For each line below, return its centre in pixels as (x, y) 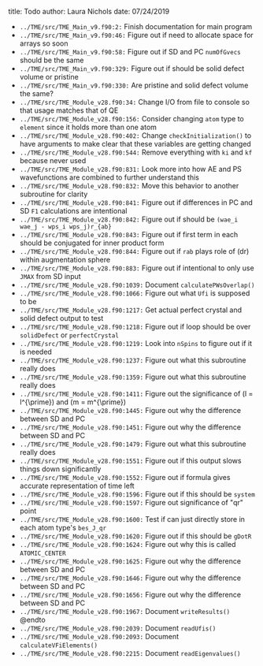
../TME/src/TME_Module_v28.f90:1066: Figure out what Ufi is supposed (135, 293)
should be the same (52, 60)
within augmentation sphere (65, 260)
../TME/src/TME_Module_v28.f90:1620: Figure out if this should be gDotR (135, 536)
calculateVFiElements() (59, 646)
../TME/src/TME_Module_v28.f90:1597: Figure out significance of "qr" (131, 502)
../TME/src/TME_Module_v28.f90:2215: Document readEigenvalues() (130, 653)
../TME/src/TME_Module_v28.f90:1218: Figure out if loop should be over (135, 327)
